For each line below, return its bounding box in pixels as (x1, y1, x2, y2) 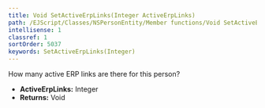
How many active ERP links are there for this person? (8, 70, 181, 78)
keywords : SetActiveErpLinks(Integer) (8, 48, 136, 56)
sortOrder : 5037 (8, 41, 62, 49)
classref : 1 (8, 33, 47, 41)
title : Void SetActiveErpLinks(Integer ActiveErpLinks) (8, 11, 196, 20)
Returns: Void (19, 93, 65, 102)
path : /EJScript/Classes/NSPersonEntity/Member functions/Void (8, 19, 221, 27)
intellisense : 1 (8, 26, 62, 34)
